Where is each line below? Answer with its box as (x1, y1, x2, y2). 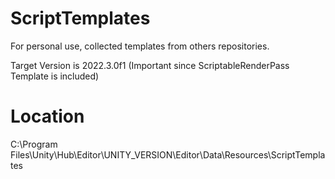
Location (10, 105, 85, 128)
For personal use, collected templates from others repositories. (10, 40, 270, 52)
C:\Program (10, 138, 58, 150)
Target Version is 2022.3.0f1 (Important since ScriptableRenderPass (10, 59, 290, 71)
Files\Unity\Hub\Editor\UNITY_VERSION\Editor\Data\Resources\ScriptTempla (10, 148, 326, 161)
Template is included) (10, 70, 100, 82)
